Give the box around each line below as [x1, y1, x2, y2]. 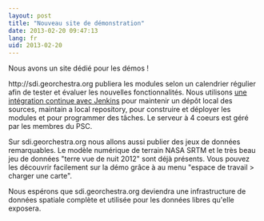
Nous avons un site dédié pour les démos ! [8, 63, 150, 73]
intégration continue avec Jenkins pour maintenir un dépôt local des [8, 96, 233, 106]
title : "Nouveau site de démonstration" [8, 19, 146, 27]
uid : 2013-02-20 [8, 42, 62, 50]
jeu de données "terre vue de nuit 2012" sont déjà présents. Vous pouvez [8, 154, 250, 164]
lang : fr [8, 34, 38, 42]
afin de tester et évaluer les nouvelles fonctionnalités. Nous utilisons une [8, 87, 247, 97]
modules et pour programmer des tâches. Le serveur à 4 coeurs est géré [8, 113, 250, 123]
